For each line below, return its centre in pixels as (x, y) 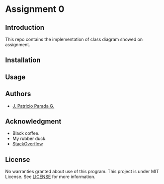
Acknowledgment (33, 121)
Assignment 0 (35, 9)
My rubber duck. (29, 139)
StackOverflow (28, 144)
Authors (18, 94)
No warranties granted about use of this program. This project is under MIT (82, 172)
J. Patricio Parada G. (33, 106)
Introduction (25, 28)
